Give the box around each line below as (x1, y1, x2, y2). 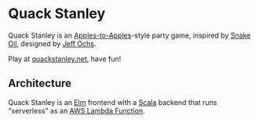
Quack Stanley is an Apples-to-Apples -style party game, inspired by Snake (8, 31, 251, 40)
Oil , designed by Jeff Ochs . (8, 38, 97, 48)
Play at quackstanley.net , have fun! (8, 54, 122, 63)
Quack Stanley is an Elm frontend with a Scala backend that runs (8, 97, 217, 107)
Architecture (8, 77, 72, 90)
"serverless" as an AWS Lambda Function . (8, 106, 145, 115)
